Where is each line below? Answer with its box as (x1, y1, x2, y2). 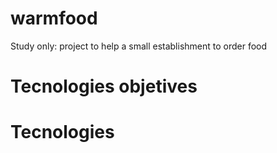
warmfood (10, 7, 98, 30)
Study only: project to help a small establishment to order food (10, 40, 268, 52)
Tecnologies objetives (10, 75, 198, 98)
